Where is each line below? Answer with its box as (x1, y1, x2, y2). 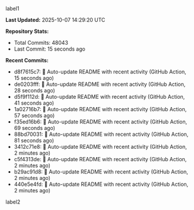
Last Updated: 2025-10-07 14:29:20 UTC (5, 16, 105, 23)
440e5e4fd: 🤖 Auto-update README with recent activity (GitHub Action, (13, 181, 189, 188)
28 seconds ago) (13, 87, 55, 94)
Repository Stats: (5, 28, 49, 35)
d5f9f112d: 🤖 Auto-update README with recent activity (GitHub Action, (13, 94, 185, 100)
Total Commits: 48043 (13, 39, 69, 46)
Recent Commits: (5, 57, 49, 64)
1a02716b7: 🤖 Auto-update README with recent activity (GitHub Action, (13, 106, 187, 112)
